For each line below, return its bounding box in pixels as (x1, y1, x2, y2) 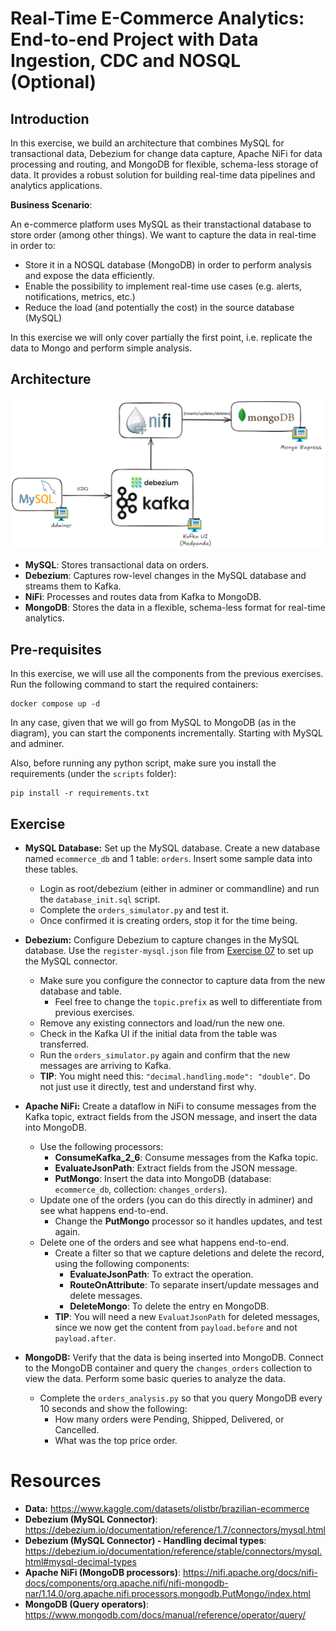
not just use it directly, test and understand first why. (39, 1081, 257, 1093)
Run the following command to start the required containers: (10, 678, 259, 691)
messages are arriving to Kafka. (39, 1060, 172, 1072)
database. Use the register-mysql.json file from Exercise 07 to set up (24, 945, 314, 957)
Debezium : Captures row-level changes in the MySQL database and (24, 570, 307, 582)
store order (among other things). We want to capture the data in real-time (10, 229, 317, 241)
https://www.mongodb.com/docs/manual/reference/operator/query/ (24, 1609, 307, 1621)
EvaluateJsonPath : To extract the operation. (69, 1268, 254, 1281)
